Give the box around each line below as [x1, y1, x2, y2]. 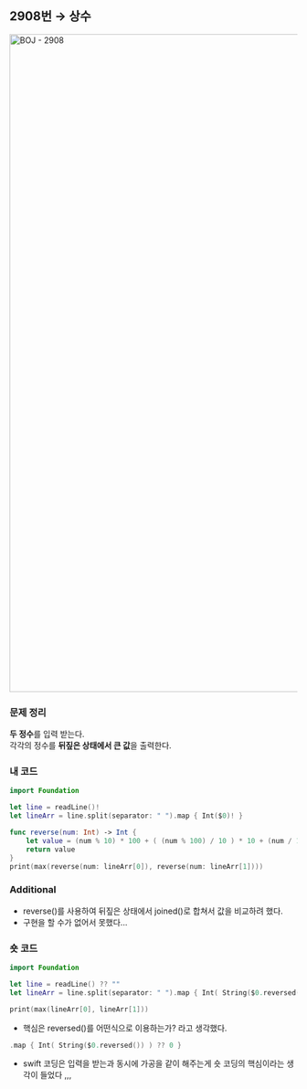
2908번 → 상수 [9, 8, 91, 25]
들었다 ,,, [39, 1070, 72, 1081]
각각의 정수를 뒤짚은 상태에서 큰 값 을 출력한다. [9, 740, 172, 751]
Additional [9, 883, 57, 896]
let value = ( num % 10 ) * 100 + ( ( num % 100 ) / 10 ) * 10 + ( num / [26, 836, 292, 845]
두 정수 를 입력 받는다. [9, 729, 85, 740]
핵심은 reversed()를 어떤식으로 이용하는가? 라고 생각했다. [22, 1022, 228, 1033]
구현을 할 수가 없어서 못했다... [22, 916, 128, 927]
